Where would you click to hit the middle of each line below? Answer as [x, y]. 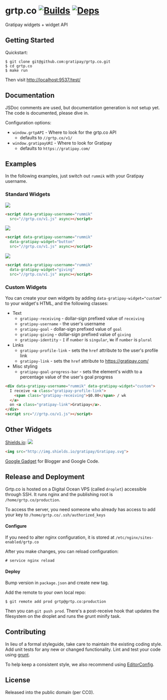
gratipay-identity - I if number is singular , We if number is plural [86, 339]
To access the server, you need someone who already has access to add [80, 509]
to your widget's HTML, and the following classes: [57, 303]
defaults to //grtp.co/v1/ [46, 137]
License [18, 680]
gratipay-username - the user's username [62, 324]
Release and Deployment [45, 477]
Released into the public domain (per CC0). [50, 692]
